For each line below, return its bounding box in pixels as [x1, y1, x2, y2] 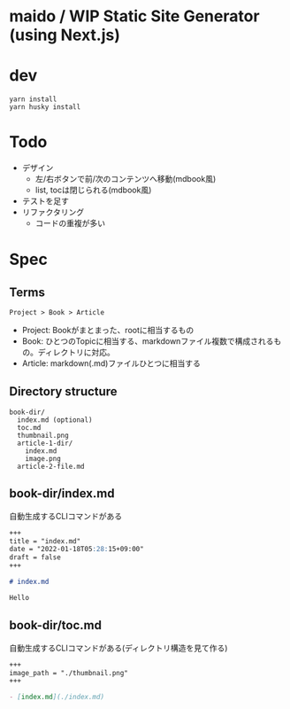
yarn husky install [9, 103, 81, 112]
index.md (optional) [17, 415, 93, 425]
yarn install [9, 95, 57, 104]
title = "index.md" [9, 536, 81, 546]
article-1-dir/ [17, 439, 73, 448]
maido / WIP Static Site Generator [9, 6, 260, 27]
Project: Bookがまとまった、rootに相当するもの [21, 325, 195, 336]
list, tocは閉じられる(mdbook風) [34, 184, 152, 196]
